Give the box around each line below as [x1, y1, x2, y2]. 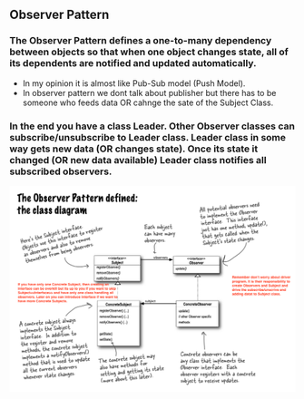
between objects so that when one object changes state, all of [9, 45, 289, 58]
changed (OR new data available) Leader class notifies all [9, 153, 267, 166]
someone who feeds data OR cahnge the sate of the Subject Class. [22, 97, 274, 108]
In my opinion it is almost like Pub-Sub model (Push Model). [22, 77, 246, 89]
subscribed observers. [9, 165, 113, 178]
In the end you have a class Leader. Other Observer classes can [9, 120, 295, 132]
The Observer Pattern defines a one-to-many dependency [9, 34, 272, 47]
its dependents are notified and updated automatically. [9, 57, 257, 70]
